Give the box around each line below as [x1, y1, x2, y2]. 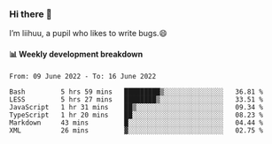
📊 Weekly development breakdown [9, 49, 144, 59]
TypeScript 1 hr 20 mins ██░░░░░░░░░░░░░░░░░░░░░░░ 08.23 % [9, 110, 264, 119]
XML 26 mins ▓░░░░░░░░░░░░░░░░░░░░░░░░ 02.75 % [9, 125, 264, 135]
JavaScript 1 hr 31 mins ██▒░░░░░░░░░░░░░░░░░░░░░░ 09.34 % [9, 102, 264, 111]
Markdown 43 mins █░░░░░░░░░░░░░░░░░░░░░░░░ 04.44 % [9, 118, 264, 127]
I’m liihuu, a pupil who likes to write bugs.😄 [9, 28, 167, 39]
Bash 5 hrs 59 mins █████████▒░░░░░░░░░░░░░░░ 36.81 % [9, 87, 264, 96]
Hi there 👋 [9, 8, 53, 20]
